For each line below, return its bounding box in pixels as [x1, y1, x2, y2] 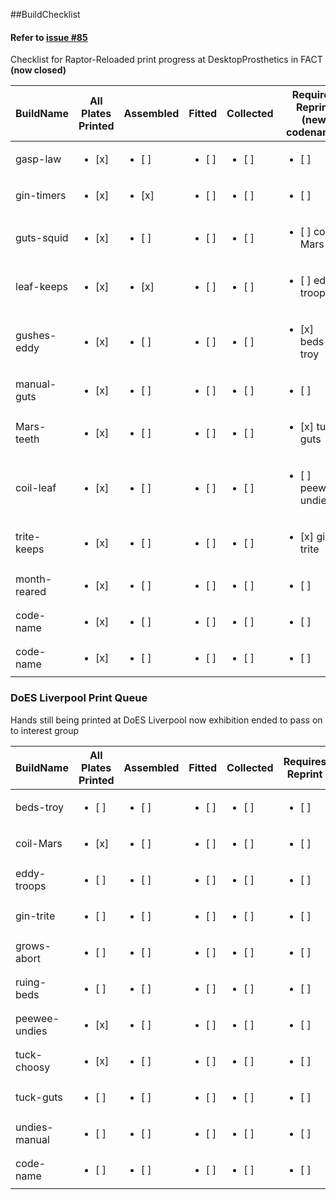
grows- [15, 939, 52, 953]
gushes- [15, 329, 57, 343]
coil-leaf [15, 481, 57, 495]
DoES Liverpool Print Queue [10, 691, 148, 705]
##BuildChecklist [10, 9, 81, 20]
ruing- [15, 975, 47, 989]
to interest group [10, 724, 80, 736]
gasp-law [15, 152, 62, 166]
